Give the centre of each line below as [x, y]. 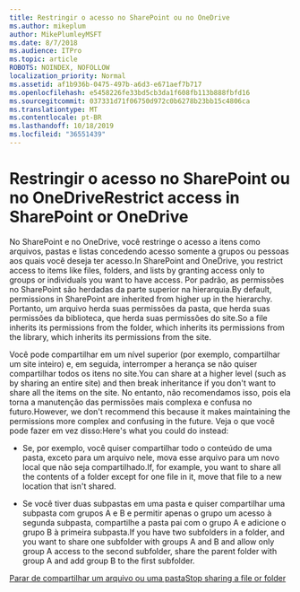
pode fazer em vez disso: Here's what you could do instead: [119, 431]
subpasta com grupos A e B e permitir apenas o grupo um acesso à [147, 513]
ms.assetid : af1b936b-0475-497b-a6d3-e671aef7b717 [106, 84]
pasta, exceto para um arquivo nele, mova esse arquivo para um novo [151, 457]
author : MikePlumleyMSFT [56, 34]
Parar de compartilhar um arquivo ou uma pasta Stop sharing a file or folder [148, 578]
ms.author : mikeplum [48, 26]
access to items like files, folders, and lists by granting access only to [137, 270]
